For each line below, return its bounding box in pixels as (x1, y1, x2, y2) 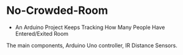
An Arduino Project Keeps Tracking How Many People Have (15, 24, 165, 31)
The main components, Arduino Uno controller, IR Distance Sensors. (6, 42, 178, 49)
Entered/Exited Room (15, 30, 69, 37)
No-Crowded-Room (6, 4, 109, 18)
